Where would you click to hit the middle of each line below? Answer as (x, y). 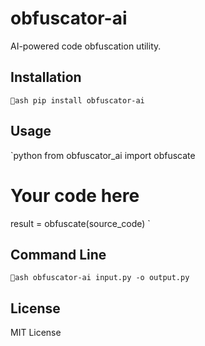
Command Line (58, 254)
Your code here (75, 195)
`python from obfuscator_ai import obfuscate (103, 155)
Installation (46, 77)
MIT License (36, 333)
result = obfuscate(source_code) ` (80, 223)
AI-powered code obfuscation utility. (86, 46)
